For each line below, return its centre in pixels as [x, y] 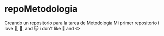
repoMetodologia [41, 9]
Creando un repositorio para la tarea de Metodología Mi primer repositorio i [82, 23]
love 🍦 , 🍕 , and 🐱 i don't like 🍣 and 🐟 [43, 28]
